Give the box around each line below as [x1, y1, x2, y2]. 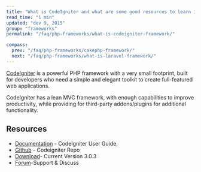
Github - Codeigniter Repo [14, 146, 80, 153]
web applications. [6, 82, 50, 89]
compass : [6, 42, 28, 48]
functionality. [6, 106, 39, 114]
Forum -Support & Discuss [14, 159, 79, 166]
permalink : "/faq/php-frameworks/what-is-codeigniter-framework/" [6, 31, 175, 37]
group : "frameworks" [6, 25, 58, 32]
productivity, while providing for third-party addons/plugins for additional [6, 100, 187, 107]
